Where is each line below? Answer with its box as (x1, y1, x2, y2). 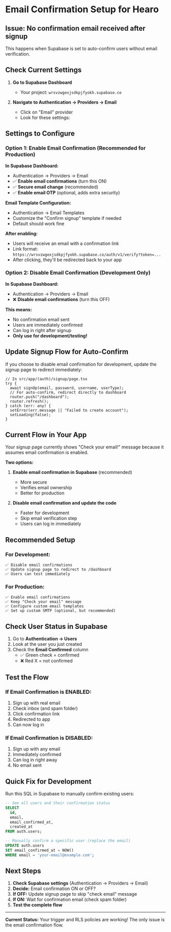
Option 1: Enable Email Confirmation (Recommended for (5, 145, 146, 152)
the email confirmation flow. (5, 922, 64, 928)
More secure (20, 479, 47, 485)
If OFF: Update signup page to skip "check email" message (12, 891, 137, 897)
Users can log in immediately (20, 520, 81, 527)
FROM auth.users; (5, 829, 42, 834)
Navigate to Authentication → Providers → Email (12, 99, 117, 105)
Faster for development (20, 510, 70, 516)
